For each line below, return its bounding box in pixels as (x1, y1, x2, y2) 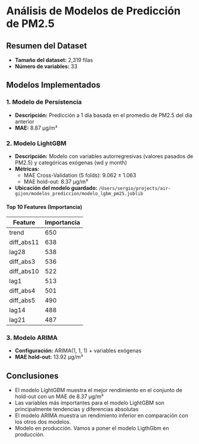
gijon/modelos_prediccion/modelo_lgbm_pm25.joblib (14, 190, 144, 196)
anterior (14, 118, 35, 125)
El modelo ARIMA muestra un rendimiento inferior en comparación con (14, 412, 189, 419)
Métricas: (14, 165, 40, 172)
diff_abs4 (9, 286, 36, 295)
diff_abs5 (9, 297, 36, 305)
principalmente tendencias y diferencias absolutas (14, 406, 139, 413)
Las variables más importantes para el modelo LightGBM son (14, 399, 165, 406)
